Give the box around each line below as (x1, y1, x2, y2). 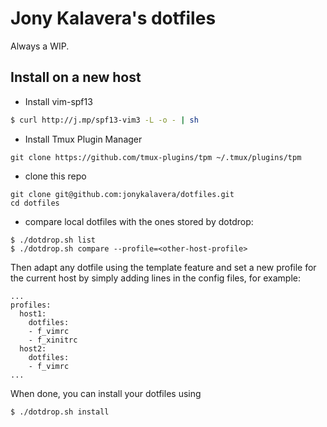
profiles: (10, 300, 52, 310)
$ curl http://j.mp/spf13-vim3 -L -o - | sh (10, 115, 199, 125)
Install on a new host (10, 69, 142, 86)
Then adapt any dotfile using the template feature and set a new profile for (10, 261, 317, 273)
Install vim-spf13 (24, 95, 93, 107)
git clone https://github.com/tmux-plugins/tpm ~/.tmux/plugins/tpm (10, 152, 302, 162)
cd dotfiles (10, 198, 60, 208)
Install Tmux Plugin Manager (24, 133, 143, 145)
